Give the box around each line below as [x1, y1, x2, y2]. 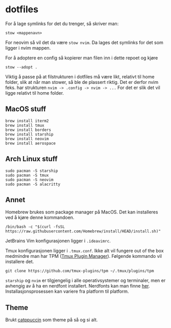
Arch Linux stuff [5, 155, 58, 163]
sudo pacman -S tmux [5, 172, 50, 178]
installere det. [5, 258, 34, 265]
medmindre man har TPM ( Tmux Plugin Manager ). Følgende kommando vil [5, 253, 162, 259]
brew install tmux [5, 123, 44, 128]
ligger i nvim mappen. [5, 45, 51, 51]
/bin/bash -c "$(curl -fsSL [5, 224, 65, 230]
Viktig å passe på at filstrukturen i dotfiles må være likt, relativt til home [5, 73, 155, 80]
